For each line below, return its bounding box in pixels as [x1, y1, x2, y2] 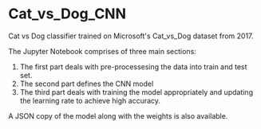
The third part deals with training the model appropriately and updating [19, 87, 254, 96]
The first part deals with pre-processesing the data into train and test [19, 61, 247, 72]
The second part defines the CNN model [19, 79, 154, 88]
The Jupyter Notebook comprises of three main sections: [8, 46, 197, 56]
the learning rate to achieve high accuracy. [19, 96, 161, 105]
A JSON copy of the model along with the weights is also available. [8, 111, 228, 120]
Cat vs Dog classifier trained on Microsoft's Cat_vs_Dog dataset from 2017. [8, 31, 254, 41]
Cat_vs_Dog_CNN [8, 5, 126, 23]
